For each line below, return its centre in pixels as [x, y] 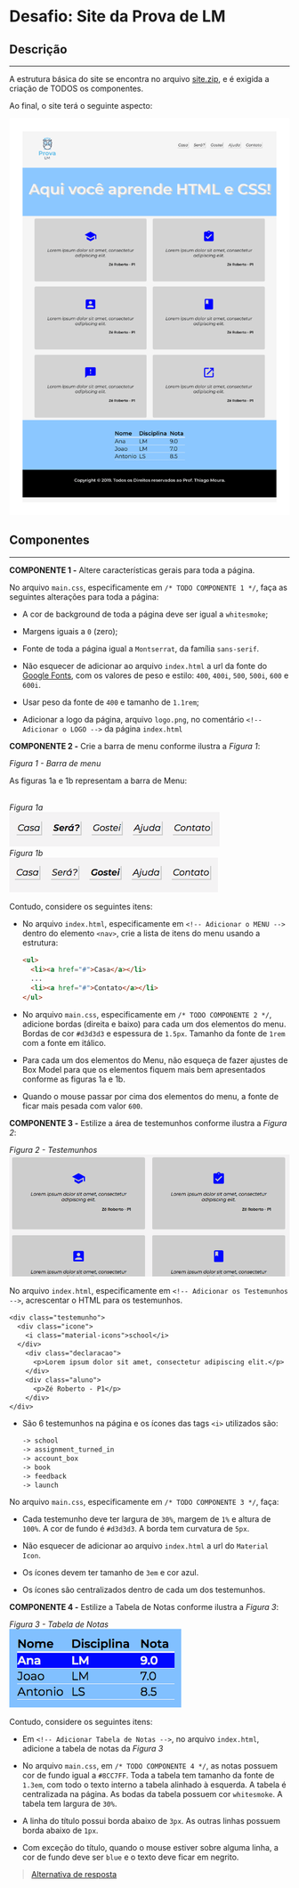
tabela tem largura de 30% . [69, 1804]
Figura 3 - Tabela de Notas [59, 1624]
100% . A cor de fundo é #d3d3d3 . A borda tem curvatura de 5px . [136, 1529]
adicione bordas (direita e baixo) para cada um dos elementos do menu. [154, 1024]
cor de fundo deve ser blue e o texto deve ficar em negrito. [130, 1857]
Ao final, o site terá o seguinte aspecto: [81, 106]
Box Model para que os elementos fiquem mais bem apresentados [144, 1070]
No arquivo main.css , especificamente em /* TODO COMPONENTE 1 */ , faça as [148, 587]
